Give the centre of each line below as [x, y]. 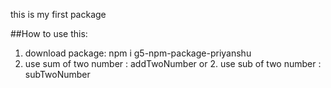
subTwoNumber [57, 74]
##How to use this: [49, 33]
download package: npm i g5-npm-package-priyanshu [138, 53]
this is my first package [58, 14]
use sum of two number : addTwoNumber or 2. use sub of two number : [173, 63]
